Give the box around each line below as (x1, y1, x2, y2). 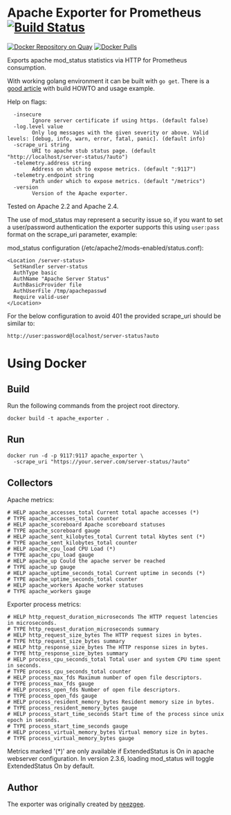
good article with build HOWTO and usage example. (7, 84, 156, 92)
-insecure (13, 111, 41, 118)
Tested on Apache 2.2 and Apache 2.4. (7, 202, 119, 210)
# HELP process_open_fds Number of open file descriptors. (7, 686, 181, 693)
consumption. (7, 63, 46, 71)
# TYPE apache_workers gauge (7, 587, 91, 594)
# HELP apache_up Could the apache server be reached (7, 557, 166, 565)
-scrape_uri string (13, 141, 70, 148)
